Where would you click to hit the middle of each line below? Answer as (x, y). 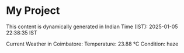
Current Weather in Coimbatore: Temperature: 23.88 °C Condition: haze (92, 44)
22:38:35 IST (22, 32)
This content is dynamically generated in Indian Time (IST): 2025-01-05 (92, 26)
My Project (33, 11)
